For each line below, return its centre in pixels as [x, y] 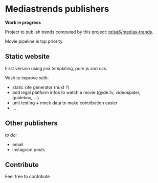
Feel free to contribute [28, 177]
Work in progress [23, 22]
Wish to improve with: [27, 78]
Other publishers [31, 123]
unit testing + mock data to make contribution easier [65, 103]
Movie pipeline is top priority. [34, 41]
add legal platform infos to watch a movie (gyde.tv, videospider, [76, 92]
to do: [11, 135]
